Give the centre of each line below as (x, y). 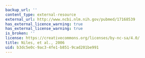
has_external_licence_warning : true (44, 24)
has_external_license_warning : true (44, 29)
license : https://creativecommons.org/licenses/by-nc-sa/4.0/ (72, 38)
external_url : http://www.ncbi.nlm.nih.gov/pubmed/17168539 (70, 19)
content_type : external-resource (41, 15)
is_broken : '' (20, 33)
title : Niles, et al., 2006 (35, 43)
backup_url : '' (21, 10)
